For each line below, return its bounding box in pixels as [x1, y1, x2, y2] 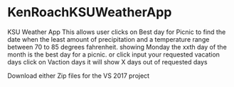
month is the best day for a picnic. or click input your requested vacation [7, 50, 220, 59]
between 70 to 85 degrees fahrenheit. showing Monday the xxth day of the [7, 42, 228, 51]
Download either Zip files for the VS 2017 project [7, 71, 150, 80]
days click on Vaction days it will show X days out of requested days [7, 57, 208, 66]
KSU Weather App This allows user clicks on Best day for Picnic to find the [7, 28, 226, 36]
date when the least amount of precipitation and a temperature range [7, 35, 210, 43]
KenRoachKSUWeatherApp [7, 4, 172, 21]
